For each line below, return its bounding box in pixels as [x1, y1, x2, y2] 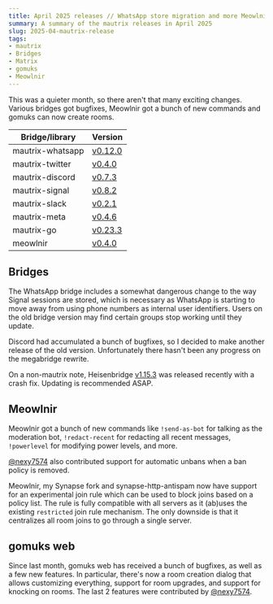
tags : [8, 34, 27, 43]
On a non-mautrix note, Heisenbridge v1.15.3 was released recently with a [8, 370, 254, 380]
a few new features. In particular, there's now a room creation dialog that [8, 570, 252, 580]
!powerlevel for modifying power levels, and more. [8, 441, 178, 451]
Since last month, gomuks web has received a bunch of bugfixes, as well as [8, 561, 262, 571]
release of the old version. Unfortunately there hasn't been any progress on [8, 345, 262, 355]
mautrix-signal [12, 185, 70, 196]
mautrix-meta [12, 211, 67, 222]
